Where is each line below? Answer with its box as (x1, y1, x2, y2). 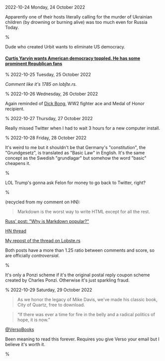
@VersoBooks (5, 327, 34, 333)
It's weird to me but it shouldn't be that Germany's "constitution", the (5, 145, 146, 151)
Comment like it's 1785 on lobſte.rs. (5, 81, 77, 87)
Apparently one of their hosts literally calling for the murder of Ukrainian (5, 14, 153, 19)
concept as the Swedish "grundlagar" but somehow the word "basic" (5, 155, 147, 161)
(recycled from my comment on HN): (5, 199, 81, 205)
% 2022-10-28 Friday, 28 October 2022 (5, 135, 87, 141)
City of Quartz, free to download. (17, 302, 85, 308)
